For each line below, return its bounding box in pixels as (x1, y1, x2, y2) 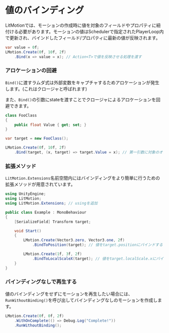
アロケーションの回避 (5, 67, 57, 74)
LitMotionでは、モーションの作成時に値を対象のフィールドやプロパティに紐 (5, 22, 161, 28)
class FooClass (5, 113, 37, 118)
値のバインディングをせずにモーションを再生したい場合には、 (5, 291, 133, 297)
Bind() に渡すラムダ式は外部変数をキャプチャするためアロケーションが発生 (5, 79, 160, 86)
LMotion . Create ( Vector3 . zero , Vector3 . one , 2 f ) (23, 238, 125, 243)
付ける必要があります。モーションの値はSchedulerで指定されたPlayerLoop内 (5, 28, 164, 34)
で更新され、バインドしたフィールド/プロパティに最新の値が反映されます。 (5, 35, 160, 41)
